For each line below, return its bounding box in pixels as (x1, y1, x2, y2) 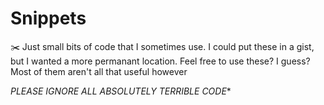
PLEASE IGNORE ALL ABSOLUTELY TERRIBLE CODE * (10, 85, 232, 97)
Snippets (10, 7, 87, 30)
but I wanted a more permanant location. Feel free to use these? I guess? (10, 55, 311, 67)
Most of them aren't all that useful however (10, 65, 188, 77)
